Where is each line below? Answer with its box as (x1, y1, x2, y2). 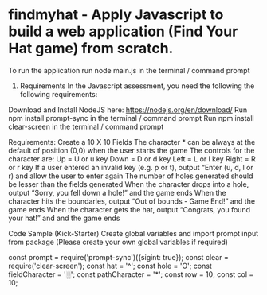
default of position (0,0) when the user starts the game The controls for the (8, 146, 255, 155)
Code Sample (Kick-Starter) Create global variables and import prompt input (8, 228, 259, 238)
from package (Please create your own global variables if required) (8, 237, 229, 246)
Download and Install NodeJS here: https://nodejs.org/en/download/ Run (8, 105, 248, 115)
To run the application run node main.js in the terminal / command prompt (8, 65, 250, 75)
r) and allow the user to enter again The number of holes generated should (8, 171, 253, 180)
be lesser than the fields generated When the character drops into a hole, (8, 179, 249, 188)
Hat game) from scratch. (8, 40, 174, 57)
